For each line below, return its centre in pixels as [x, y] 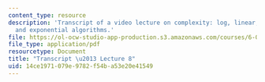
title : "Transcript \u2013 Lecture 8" [72, 59]
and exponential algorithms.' [65, 30]
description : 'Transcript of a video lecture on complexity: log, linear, [134, 23]
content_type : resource [47, 15]
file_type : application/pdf [54, 45]
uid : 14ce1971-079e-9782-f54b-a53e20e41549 [81, 66]
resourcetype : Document [47, 52]
